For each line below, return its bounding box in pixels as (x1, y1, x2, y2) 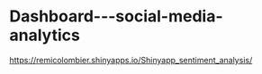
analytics (9, 25, 81, 45)
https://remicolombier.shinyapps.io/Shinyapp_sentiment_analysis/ (9, 54, 253, 65)
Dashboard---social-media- (9, 6, 223, 27)
